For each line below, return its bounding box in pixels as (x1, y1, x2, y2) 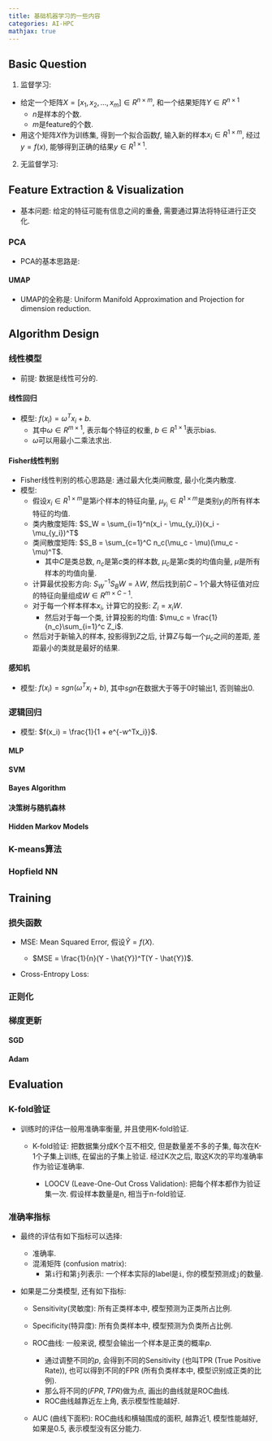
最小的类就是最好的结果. (39, 642, 120, 652)
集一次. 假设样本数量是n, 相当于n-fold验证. (44, 1189, 187, 1198)
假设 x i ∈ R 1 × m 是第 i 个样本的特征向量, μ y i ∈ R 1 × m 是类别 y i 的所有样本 (32, 494, 261, 509)
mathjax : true (8, 27, 57, 35)
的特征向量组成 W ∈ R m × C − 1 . (32, 589, 133, 600)
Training (8, 891, 52, 904)
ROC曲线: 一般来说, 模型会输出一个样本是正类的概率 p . (32, 1338, 213, 1348)
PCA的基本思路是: (19, 256, 80, 265)
